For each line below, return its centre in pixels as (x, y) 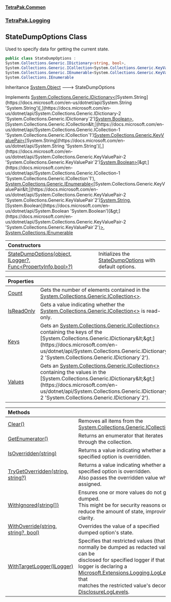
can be (87, 554)
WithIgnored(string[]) (34, 505)
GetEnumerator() (28, 439)
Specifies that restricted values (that (122, 541)
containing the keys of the (71, 332)
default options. (117, 266)
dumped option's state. (106, 532)
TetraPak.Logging (28, 20)
